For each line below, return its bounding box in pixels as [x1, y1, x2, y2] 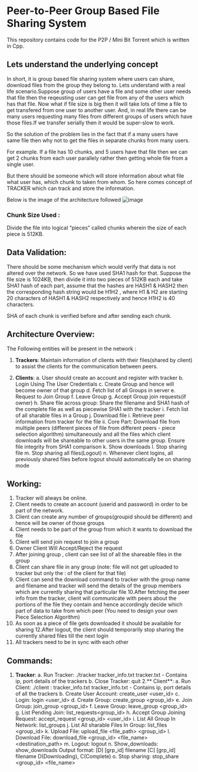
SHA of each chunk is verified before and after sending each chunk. [6, 312, 172, 319]
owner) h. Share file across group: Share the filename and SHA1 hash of [15, 399, 190, 406]
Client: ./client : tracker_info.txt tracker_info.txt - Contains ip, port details [15, 684, 192, 691]
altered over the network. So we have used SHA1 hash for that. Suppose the [6, 270, 191, 277]
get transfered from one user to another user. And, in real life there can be [6, 106, 186, 113]
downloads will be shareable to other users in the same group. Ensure [15, 436, 185, 444]
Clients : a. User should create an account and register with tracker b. [15, 374, 184, 381]
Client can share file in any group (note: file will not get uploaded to [15, 563, 179, 570]
